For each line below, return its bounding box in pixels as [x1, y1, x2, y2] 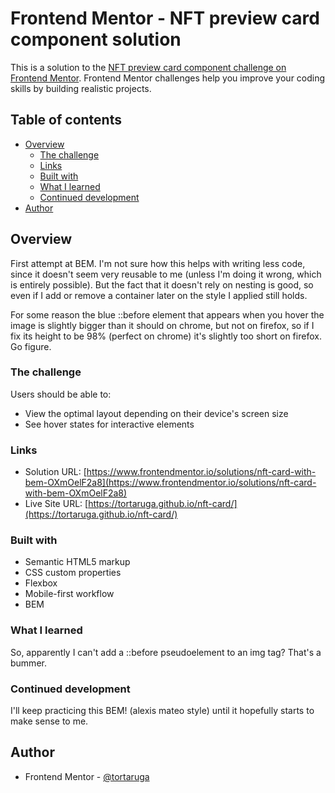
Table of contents [10, 112, 122, 129]
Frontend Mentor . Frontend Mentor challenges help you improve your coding [10, 72, 326, 84]
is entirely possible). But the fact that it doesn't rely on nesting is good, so [10, 278, 314, 291]
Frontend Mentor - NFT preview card [10, 7, 320, 30]
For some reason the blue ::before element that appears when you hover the [10, 308, 325, 321]
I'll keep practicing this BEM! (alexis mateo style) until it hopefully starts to [10, 705, 315, 717]
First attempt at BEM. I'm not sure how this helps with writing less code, [10, 257, 306, 269]
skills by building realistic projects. [10, 82, 152, 94]
